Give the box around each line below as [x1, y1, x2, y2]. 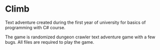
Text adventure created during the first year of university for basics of [5, 19, 146, 25]
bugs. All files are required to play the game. [5, 39, 94, 45]
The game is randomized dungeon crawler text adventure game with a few [5, 34, 156, 40]
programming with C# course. [5, 24, 66, 30]
